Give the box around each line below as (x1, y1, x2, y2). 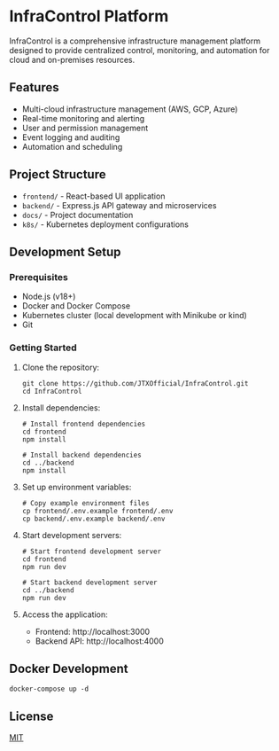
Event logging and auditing (21, 131, 120, 143)
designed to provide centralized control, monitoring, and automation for (9, 44, 270, 55)
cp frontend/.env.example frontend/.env (21, 506, 174, 515)
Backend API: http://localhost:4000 (35, 636, 164, 646)
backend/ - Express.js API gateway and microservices (21, 199, 217, 210)
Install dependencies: (21, 402, 101, 413)
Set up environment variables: (21, 481, 132, 492)
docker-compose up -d (9, 685, 89, 693)
